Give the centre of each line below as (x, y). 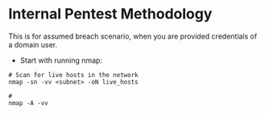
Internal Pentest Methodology (110, 14)
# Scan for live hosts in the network (73, 75)
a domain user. (33, 44)
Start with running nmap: (61, 60)
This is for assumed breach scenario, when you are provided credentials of (133, 36)
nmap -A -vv (28, 103)
